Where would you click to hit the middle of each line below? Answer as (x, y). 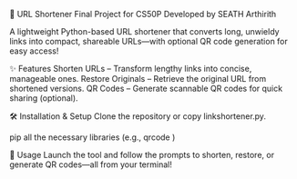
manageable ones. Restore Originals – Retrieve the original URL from (138, 79)
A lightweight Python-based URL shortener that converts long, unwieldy (144, 31)
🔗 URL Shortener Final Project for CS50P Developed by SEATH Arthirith (143, 14)
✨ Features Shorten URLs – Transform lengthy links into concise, (131, 69)
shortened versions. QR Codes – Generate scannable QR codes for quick (146, 88)
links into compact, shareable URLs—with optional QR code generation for (149, 41)
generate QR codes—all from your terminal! (91, 164)
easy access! (34, 51)
